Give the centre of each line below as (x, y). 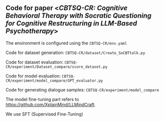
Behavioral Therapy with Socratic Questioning (79, 16)
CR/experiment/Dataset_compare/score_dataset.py (57, 67)
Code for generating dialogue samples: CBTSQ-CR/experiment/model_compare (82, 90)
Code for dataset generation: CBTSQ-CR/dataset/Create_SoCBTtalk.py (75, 52)
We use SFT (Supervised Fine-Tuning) (44, 114)
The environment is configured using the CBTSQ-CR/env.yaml (66, 43)
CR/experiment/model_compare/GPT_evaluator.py (54, 81)
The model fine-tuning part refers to (42, 99)
